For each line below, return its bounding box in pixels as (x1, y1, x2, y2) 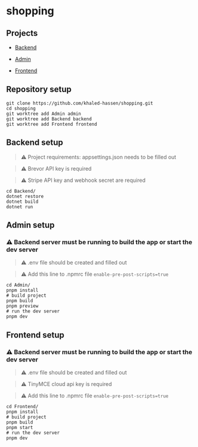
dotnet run (6, 203, 33, 210)
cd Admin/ (6, 282, 31, 288)
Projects (6, 28, 38, 38)
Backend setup (6, 138, 64, 148)
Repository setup (6, 84, 72, 95)
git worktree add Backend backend (6, 115, 92, 122)
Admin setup (6, 220, 55, 230)
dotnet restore (6, 193, 44, 199)
